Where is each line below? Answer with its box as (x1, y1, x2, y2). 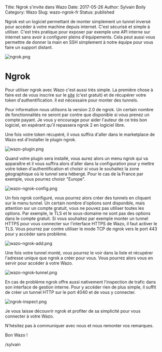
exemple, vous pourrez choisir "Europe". (5, 176, 86, 182)
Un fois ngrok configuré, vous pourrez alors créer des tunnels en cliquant (5, 195, 151, 201)
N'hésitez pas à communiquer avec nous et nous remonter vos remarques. (5, 322, 154, 328)
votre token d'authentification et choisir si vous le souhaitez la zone (5, 166, 139, 171)
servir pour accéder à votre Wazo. (5, 260, 74, 266)
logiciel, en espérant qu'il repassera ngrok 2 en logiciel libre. (5, 122, 125, 128)
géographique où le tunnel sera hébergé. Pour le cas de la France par (5, 171, 144, 177)
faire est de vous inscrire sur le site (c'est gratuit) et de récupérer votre (5, 92, 147, 98)
